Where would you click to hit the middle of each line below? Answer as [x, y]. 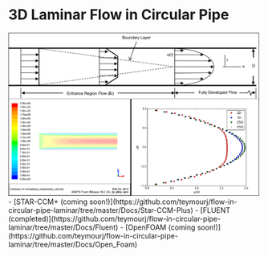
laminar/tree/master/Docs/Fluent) [63, 227]
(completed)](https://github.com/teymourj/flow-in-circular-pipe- [115, 218]
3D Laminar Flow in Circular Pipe [119, 15]
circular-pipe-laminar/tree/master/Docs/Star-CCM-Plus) [101, 210]
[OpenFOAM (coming [160, 227]
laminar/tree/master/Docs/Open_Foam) [73, 244]
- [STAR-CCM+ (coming [48, 202]
